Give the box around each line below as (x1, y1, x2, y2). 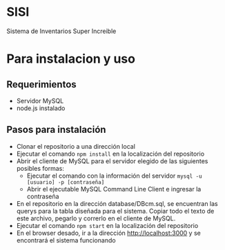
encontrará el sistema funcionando (16, 236, 116, 244)
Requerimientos (6, 79, 77, 90)
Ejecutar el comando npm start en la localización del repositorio (16, 221, 199, 229)
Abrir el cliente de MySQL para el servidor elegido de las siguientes (16, 156, 208, 165)
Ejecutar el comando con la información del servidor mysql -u (26, 171, 202, 180)
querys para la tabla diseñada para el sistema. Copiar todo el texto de (16, 207, 215, 215)
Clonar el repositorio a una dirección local (16, 142, 136, 150)
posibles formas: (16, 164, 65, 172)
